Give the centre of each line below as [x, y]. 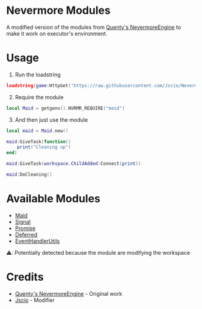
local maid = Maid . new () [37, 131]
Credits [25, 277]
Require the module [39, 97]
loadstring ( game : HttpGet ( [38, 86]
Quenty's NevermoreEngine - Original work [69, 293]
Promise [25, 228]
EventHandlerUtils [37, 241]
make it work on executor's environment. [57, 33]
